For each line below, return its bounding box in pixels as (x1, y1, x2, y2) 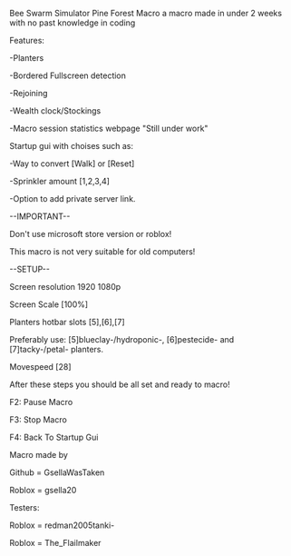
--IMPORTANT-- (9, 211, 71, 222)
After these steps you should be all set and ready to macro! (9, 379, 230, 390)
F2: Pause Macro (9, 397, 73, 407)
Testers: (9, 502, 40, 512)
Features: (9, 35, 45, 45)
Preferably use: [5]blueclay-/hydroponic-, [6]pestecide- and (9, 334, 235, 344)
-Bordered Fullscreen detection (9, 70, 127, 81)
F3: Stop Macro (9, 414, 68, 425)
